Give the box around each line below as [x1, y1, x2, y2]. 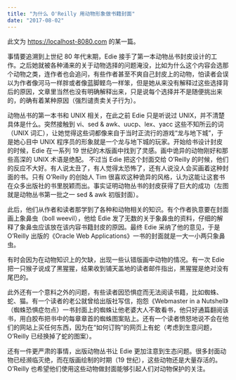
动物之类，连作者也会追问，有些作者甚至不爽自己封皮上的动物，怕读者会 [13, 70, 223, 78]
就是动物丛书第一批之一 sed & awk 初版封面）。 [7, 190, 143, 198]
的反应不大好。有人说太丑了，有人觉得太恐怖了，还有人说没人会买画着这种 [7, 163, 223, 172]
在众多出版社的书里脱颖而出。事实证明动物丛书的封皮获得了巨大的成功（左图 [7, 181, 229, 190]
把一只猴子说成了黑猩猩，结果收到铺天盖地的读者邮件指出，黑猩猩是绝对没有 [7, 264, 229, 272]
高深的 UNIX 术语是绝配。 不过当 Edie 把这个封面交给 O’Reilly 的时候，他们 [13, 155, 229, 163]
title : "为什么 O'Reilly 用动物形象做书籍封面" [7, 10, 136, 18]
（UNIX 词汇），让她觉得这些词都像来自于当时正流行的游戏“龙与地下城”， [7, 128, 218, 137]
